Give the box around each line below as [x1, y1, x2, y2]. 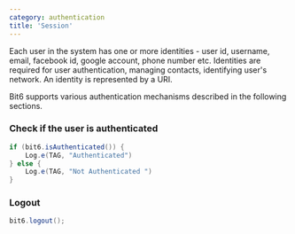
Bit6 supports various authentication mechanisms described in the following [9, 90, 287, 102]
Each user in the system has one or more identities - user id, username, [9, 45, 270, 56]
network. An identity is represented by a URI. [9, 74, 173, 84]
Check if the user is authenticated [9, 122, 159, 135]
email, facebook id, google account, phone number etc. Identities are [9, 55, 261, 66]
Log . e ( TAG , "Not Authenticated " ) [25, 168, 152, 176]
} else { [9, 159, 42, 168]
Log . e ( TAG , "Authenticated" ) [25, 151, 133, 160]
